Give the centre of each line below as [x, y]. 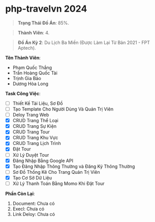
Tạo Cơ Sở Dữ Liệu [32, 177]
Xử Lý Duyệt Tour [31, 155]
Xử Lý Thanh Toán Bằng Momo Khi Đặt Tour [58, 183]
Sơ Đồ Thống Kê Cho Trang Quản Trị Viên [56, 172]
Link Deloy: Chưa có [34, 214]
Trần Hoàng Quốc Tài [35, 73]
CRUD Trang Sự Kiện [35, 126]
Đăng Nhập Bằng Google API [43, 161]
